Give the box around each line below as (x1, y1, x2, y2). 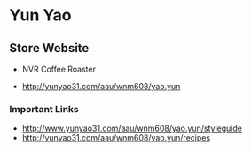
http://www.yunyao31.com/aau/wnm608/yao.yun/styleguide (21, 123, 242, 133)
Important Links (9, 103, 79, 115)
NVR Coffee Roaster (21, 64, 96, 74)
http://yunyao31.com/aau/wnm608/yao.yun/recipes (21, 133, 211, 143)
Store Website (9, 41, 90, 56)
